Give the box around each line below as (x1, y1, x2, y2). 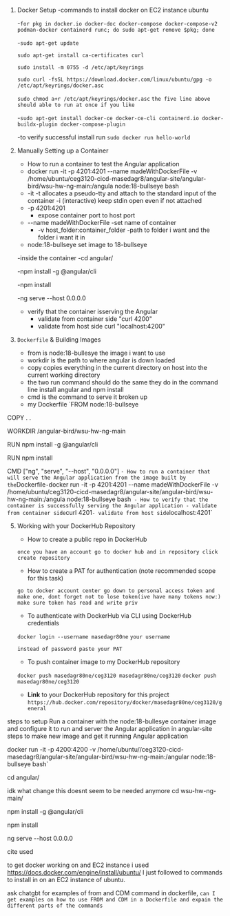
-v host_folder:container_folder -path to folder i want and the (37, 226, 210, 234)
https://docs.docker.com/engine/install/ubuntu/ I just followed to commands (7, 868, 222, 876)
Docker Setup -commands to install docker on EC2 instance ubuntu (17, 6, 209, 14)
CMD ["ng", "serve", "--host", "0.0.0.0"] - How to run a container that (7, 467, 211, 475)
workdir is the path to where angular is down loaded (27, 356, 176, 364)
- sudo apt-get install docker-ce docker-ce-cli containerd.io (17, 114, 200, 121)
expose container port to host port (37, 211, 136, 220)
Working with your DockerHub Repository (17, 522, 136, 530)
